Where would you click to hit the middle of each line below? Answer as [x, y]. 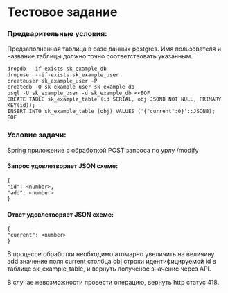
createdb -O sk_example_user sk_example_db [71, 87]
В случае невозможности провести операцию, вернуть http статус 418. [113, 283]
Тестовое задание [62, 12]
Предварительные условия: [57, 34]
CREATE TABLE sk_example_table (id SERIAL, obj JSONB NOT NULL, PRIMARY [114, 99]
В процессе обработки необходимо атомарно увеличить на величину [111, 254]
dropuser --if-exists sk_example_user [63, 75]
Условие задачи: [37, 135]
